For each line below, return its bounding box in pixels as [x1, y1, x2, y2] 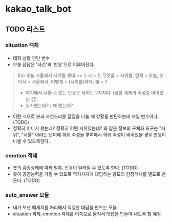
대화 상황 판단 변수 [12, 55, 50, 62]
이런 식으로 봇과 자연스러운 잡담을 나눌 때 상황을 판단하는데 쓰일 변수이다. [12, 113, 159, 119]
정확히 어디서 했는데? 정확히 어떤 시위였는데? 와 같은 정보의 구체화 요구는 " [12, 125, 162, 131]
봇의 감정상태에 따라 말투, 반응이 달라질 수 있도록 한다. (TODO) [12, 165, 138, 171]
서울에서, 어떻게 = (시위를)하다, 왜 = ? [31, 79, 108, 85]
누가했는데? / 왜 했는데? [25, 103, 73, 109]
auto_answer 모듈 [5, 192, 50, 199]
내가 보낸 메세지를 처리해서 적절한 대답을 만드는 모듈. [12, 204, 118, 210]
